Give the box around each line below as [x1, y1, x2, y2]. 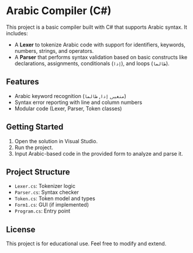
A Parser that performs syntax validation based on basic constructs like [14, 53, 188, 60]
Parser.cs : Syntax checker [14, 189, 79, 196]
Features [6, 77, 39, 87]
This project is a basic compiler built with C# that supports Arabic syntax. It [6, 23, 187, 31]
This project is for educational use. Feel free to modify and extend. [6, 240, 167, 247]
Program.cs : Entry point [14, 207, 71, 215]
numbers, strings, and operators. [14, 47, 94, 54]
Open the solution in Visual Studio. [14, 137, 98, 144]
